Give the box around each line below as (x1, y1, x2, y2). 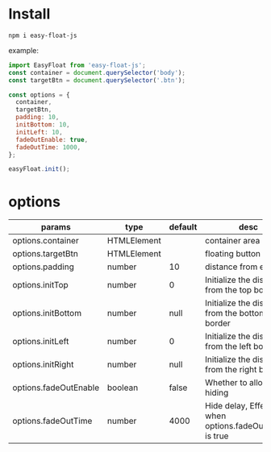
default (169, 222, 198, 233)
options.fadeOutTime (12, 416, 93, 427)
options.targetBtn (12, 248, 78, 259)
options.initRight (12, 359, 74, 371)
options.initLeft (12, 336, 69, 347)
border (205, 317, 231, 329)
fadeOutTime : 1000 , (15, 143, 81, 151)
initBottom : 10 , (15, 121, 70, 129)
